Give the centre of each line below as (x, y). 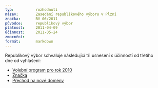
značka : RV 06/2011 (31, 19)
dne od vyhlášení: (23, 60)
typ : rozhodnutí (31, 10)
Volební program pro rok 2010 (42, 70)
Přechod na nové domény (38, 80)
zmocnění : (15, 37)
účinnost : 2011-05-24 (31, 32)
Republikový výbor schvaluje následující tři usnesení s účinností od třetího (79, 55)
